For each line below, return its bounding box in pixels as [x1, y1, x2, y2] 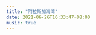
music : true [6, 20, 36, 26]
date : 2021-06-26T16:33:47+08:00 [6, 14, 91, 20]
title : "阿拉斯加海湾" [6, 8, 58, 15]
